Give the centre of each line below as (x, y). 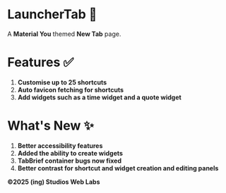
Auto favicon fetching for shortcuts (71, 89)
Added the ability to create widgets (70, 153)
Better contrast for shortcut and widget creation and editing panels (118, 168)
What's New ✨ (50, 126)
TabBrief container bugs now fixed (70, 161)
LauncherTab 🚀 (52, 14)
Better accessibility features (60, 145)
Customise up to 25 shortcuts (62, 82)
